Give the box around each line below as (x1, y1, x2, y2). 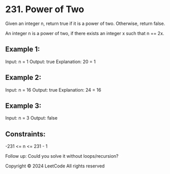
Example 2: (5, 73, 42, 82)
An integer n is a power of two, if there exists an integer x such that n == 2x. (5, 30, 164, 36)
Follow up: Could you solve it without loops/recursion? (5, 153, 119, 159)
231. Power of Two (5, 4, 85, 15)
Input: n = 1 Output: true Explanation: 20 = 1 (5, 59, 96, 65)
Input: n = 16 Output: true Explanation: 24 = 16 (5, 86, 101, 93)
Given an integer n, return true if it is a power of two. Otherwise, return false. (5, 20, 165, 26)
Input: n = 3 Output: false (5, 115, 58, 121)
